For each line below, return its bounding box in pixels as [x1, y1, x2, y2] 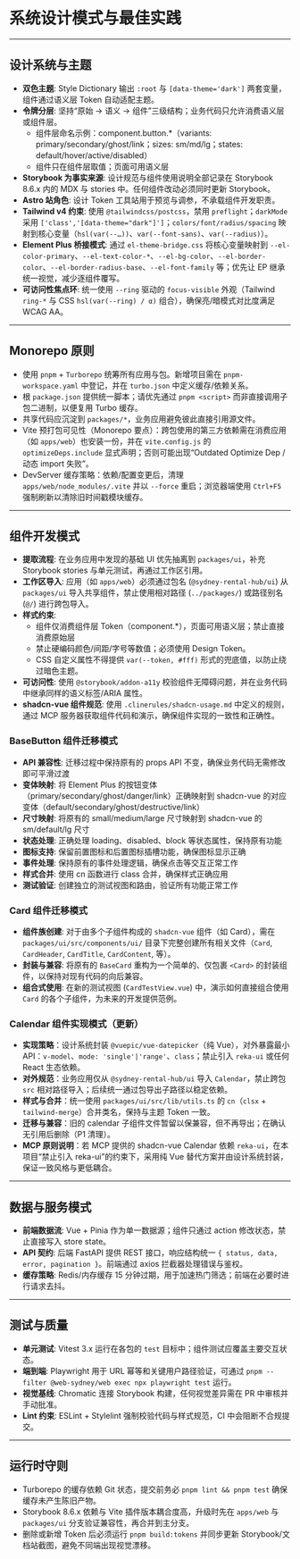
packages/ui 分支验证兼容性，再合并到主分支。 [21, 1517, 195, 1528]
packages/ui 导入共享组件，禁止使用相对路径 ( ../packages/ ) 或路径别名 [21, 587, 284, 599]
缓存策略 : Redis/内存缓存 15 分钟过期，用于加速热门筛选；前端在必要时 [21, 1270, 282, 1280]
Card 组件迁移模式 [9, 904, 88, 917]
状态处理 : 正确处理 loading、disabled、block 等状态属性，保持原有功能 [21, 834, 283, 845]
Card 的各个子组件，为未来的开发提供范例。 [21, 993, 182, 1003]
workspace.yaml [21, 381, 79, 390]
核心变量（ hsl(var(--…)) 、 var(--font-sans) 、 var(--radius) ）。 [37, 228, 273, 239]
